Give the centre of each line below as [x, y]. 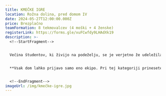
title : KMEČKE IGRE [25, 10]
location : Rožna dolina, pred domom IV [46, 14]
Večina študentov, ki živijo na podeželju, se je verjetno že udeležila [86, 55]
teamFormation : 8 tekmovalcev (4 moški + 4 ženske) [59, 28]
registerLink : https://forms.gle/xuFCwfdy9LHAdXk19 [59, 32]
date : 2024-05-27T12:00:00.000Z [38, 19]
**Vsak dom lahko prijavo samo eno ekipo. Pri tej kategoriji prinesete [86, 68]
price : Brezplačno [24, 23]
